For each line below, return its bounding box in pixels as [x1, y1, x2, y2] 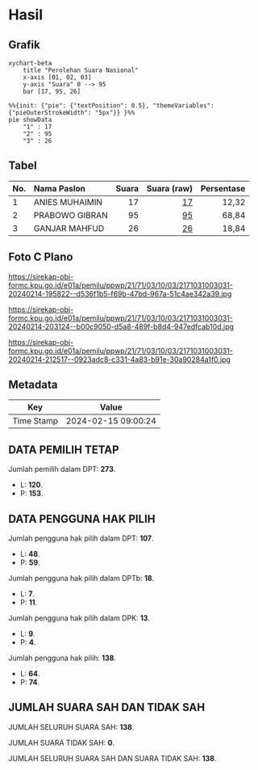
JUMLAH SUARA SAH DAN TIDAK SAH [8, 701, 206, 714]
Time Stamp [12, 415, 59, 427]
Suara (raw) [146, 183, 193, 194]
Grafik [8, 38, 40, 52]
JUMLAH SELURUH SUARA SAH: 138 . [8, 722, 135, 732]
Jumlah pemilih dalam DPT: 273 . [8, 465, 116, 474]
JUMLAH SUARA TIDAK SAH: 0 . [8, 738, 115, 747]
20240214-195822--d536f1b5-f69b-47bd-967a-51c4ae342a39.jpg [8, 288, 232, 298]
